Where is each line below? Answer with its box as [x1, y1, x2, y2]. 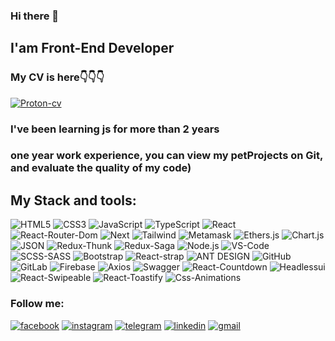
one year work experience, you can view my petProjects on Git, [10, 149, 323, 163]
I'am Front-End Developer [10, 40, 175, 57]
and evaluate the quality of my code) [10, 161, 192, 175]
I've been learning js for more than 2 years [10, 122, 220, 136]
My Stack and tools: [10, 192, 137, 209]
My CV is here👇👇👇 [10, 70, 105, 84]
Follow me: [10, 297, 65, 311]
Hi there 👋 [10, 9, 60, 23]
